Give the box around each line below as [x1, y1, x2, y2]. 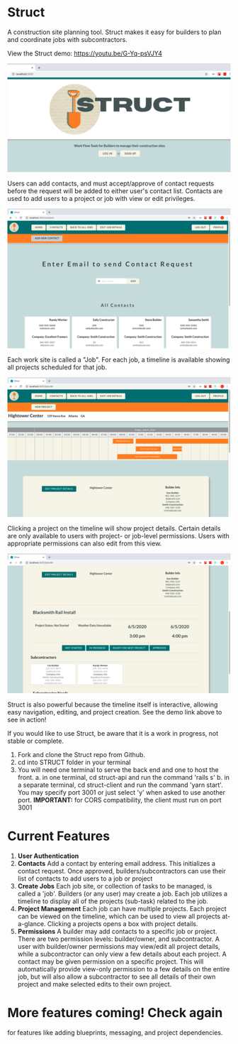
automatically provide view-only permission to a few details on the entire [17, 964, 230, 973]
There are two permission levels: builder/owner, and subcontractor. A [17, 935, 220, 943]
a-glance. [17, 919, 46, 928]
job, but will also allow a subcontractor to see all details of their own [17, 972, 216, 981]
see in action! [7, 715, 47, 724]
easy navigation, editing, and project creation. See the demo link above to [7, 708, 222, 717]
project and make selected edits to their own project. [17, 979, 172, 988]
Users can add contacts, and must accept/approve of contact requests [7, 179, 215, 188]
